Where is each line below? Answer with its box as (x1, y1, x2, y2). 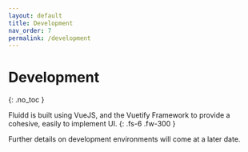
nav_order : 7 (8, 26, 52, 34)
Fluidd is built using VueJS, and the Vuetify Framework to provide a (8, 110, 230, 120)
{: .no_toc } (8, 95, 45, 105)
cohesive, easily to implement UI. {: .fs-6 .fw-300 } (8, 119, 176, 129)
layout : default (8, 11, 62, 20)
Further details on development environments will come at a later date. (8, 134, 241, 144)
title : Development (8, 19, 74, 27)
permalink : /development (8, 34, 91, 42)
